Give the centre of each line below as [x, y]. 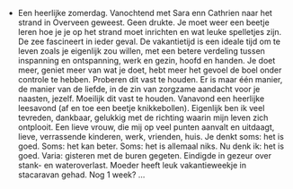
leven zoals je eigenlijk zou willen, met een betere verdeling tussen [141, 51]
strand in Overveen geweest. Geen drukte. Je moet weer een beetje [143, 22]
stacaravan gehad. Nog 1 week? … [81, 175]
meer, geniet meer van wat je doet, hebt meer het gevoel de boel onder [150, 70]
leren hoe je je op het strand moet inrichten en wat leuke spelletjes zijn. [150, 32]
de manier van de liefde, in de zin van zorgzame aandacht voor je [139, 89]
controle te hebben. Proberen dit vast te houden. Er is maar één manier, [150, 79]
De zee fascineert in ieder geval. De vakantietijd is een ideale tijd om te [149, 41]
